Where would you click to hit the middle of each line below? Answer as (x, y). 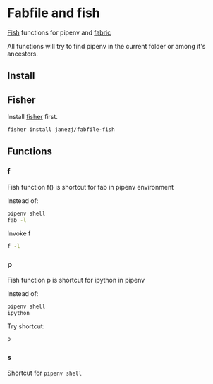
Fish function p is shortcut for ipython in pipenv (76, 280)
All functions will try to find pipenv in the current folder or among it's (107, 46)
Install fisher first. (33, 117)
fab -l (17, 220)
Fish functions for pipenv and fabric (59, 32)
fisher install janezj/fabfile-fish (61, 130)
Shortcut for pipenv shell (45, 373)
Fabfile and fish (54, 13)
